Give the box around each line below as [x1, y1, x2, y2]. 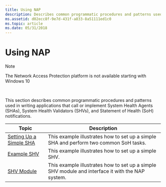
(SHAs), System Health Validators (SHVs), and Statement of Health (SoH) [5, 108, 154, 114]
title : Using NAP [5, 7, 41, 12]
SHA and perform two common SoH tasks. [47, 140, 147, 146]
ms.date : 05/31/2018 [5, 26, 48, 31]
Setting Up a [7, 133, 37, 140]
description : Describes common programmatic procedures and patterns [5, 12, 152, 17]
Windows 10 [5, 78, 30, 84]
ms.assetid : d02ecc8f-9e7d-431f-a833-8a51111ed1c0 [5, 16, 112, 21]
